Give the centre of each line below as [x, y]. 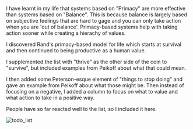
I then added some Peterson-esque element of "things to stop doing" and [94, 79]
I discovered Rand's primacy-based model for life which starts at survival [94, 44]
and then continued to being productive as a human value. [76, 51]
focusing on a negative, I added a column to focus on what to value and [92, 92]
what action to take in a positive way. [50, 98]
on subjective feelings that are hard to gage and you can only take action [94, 21]
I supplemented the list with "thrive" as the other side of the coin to [87, 62]
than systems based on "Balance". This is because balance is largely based [97, 15]
